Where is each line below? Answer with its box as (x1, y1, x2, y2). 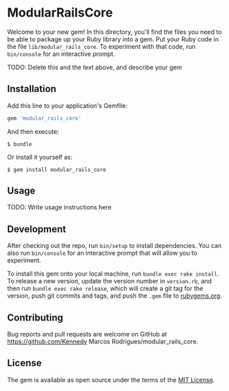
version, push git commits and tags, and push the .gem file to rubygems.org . (7, 292, 223, 300)
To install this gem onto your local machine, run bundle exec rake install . (7, 269, 219, 278)
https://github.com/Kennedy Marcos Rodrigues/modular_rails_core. (7, 337, 199, 346)
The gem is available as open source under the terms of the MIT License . (7, 375, 215, 384)
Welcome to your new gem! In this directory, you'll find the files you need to (7, 28, 222, 36)
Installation (7, 83, 57, 95)
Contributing (7, 312, 63, 323)
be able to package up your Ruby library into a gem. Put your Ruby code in (7, 35, 219, 43)
